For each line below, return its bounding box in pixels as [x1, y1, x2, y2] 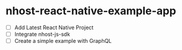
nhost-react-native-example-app [5, 4, 177, 18]
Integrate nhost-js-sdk [14, 31, 71, 37]
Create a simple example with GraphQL [14, 37, 112, 45]
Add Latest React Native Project [14, 24, 94, 31]
